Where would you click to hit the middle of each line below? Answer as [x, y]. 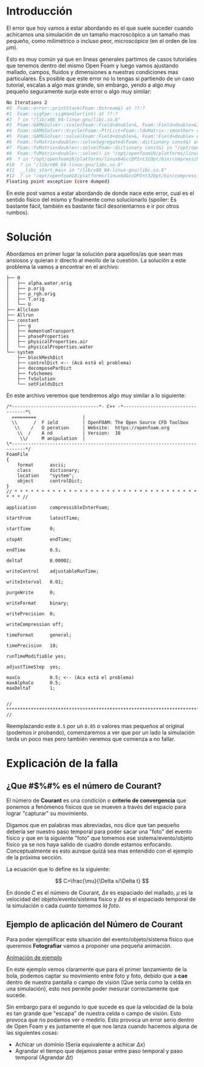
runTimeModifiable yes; [36, 656]
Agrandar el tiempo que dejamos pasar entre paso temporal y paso [99, 1051]
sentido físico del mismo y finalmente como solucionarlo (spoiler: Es [92, 200]
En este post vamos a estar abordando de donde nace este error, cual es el [100, 193]
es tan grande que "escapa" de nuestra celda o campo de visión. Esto [94, 1013]
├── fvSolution [36, 379]
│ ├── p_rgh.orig [31, 294]
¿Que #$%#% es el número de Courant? [84, 786]
